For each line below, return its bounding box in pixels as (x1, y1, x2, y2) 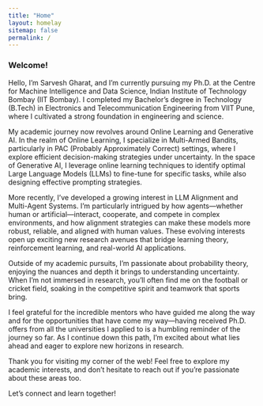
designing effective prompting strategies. (8, 177, 142, 187)
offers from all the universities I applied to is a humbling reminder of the (8, 324, 241, 333)
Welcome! (8, 60, 49, 71)
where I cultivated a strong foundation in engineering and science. (8, 112, 224, 121)
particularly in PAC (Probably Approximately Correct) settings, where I (8, 143, 236, 153)
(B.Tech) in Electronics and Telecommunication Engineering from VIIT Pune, (8, 103, 255, 112)
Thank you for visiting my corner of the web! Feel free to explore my (8, 356, 230, 366)
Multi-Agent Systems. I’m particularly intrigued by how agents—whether (8, 201, 243, 211)
